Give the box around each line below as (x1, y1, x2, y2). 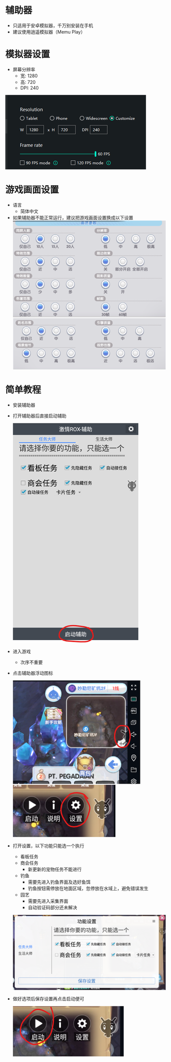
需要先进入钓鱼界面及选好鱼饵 (27, 879, 91, 885)
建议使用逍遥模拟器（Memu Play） (12, 28, 85, 35)
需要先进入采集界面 (27, 898, 69, 904)
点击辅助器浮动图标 (12, 670, 53, 676)
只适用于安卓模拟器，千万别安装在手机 (12, 22, 93, 28)
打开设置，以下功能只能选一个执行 (12, 843, 84, 849)
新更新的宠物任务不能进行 (27, 866, 82, 872)
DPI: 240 (20, 84, 39, 91)
